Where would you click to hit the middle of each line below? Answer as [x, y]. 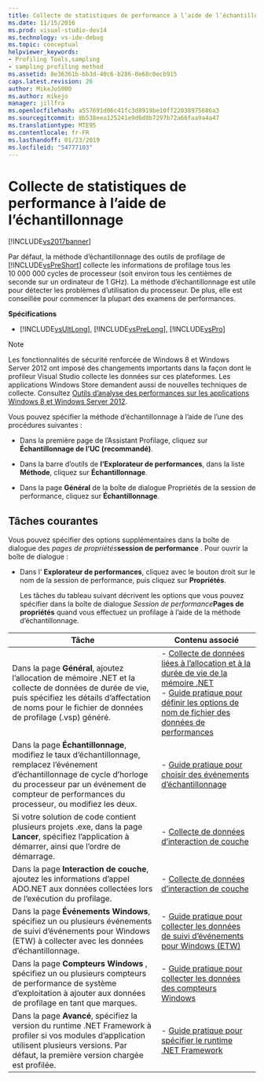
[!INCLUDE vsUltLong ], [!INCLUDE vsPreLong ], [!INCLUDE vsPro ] [122, 329]
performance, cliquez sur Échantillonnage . [89, 496]
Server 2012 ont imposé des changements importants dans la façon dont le [130, 368]
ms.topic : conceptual [44, 45]
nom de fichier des [196, 712]
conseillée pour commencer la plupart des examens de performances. [122, 299]
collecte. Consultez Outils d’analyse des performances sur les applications [129, 393]
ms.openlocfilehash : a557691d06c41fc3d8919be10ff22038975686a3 [114, 111]
